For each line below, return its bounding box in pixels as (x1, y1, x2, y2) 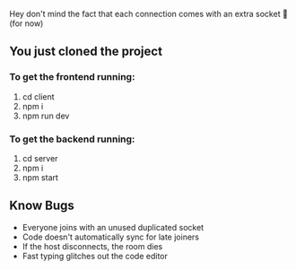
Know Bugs (9, 198, 74, 213)
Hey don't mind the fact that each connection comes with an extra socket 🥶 (9, 9, 289, 19)
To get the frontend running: (9, 71, 135, 83)
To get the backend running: (9, 133, 135, 145)
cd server (22, 152, 58, 163)
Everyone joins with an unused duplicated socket (22, 222, 205, 232)
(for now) (9, 18, 44, 29)
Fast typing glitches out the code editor (22, 250, 168, 261)
